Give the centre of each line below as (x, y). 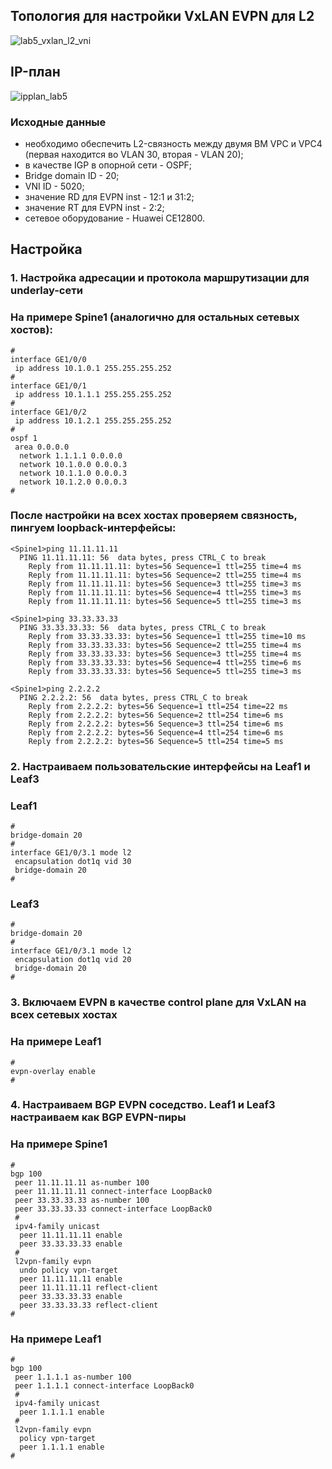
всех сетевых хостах (64, 1015)
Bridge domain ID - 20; (72, 175)
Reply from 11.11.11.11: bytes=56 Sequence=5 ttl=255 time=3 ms (165, 601)
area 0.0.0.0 (42, 447)
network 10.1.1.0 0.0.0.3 (73, 473)
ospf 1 (24, 438)
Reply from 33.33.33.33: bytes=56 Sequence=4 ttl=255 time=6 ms (165, 662)
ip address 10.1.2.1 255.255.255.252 (93, 420)
